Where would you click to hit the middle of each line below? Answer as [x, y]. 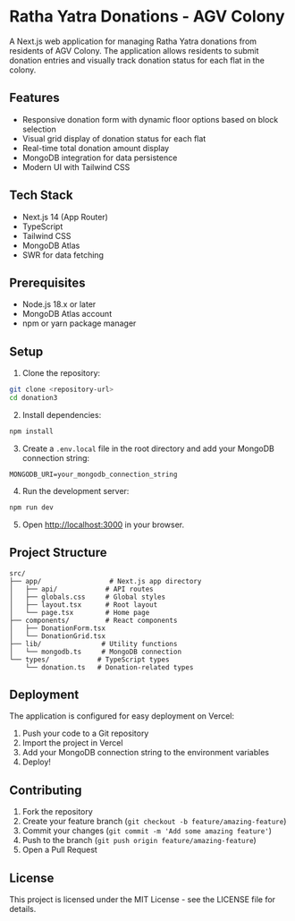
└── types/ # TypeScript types [89, 660]
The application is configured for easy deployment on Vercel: [122, 716]
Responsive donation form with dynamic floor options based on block [150, 119]
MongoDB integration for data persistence [100, 158]
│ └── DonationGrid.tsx [57, 636]
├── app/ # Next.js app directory [105, 581]
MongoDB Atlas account [67, 314]
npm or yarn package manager [79, 323]
